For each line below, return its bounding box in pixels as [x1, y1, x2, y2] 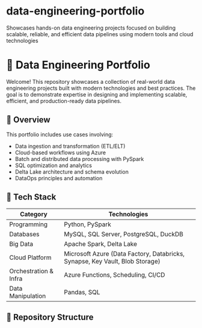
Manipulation [9, 291, 46, 300]
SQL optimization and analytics [14, 162, 92, 169]
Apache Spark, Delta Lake [64, 239, 137, 248]
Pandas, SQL [64, 288, 100, 296]
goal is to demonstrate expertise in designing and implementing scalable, [6, 90, 188, 98]
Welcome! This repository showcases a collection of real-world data [6, 78, 176, 85]
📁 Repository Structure [6, 312, 94, 322]
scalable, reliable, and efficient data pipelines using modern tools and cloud [6, 30, 194, 37]
